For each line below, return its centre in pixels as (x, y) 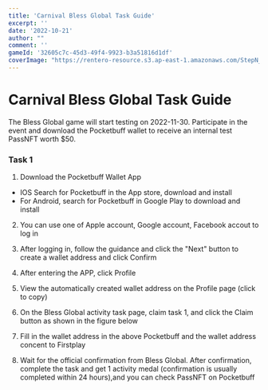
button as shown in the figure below (79, 321)
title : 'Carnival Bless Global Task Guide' (82, 16)
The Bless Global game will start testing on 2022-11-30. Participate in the (128, 121)
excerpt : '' (28, 23)
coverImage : (28, 61)
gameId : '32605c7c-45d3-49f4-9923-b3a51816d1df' (91, 53)
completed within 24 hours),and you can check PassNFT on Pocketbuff (137, 377)
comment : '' (28, 46)
